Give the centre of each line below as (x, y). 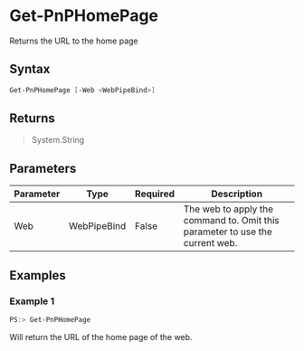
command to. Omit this (232, 221)
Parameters (43, 168)
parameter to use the (228, 232)
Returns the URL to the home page (74, 41)
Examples (38, 275)
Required (154, 194)
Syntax (30, 69)
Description (237, 194)
